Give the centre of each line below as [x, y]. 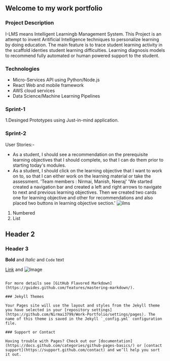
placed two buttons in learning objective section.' [64, 203]
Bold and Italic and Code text [35, 260]
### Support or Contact [30, 333]
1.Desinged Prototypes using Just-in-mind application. [62, 120]
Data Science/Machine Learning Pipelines [56, 96]
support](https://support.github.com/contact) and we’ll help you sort [82, 350]
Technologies [22, 69]
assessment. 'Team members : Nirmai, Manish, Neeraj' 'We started [82, 181]
